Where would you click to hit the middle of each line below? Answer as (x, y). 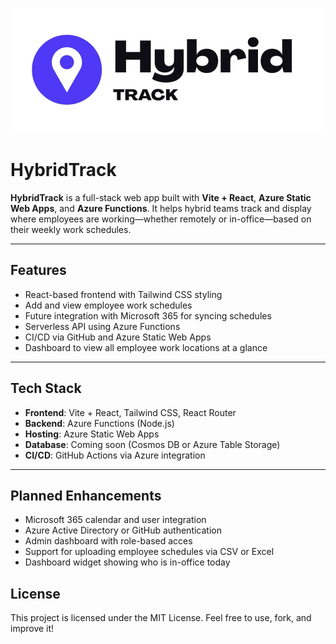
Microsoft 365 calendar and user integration (115, 520)
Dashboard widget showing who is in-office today (127, 562)
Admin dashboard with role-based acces (108, 541)
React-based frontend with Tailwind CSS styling (123, 294)
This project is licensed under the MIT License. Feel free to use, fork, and (161, 618)
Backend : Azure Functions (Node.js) (99, 423)
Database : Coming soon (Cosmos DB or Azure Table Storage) (152, 444)
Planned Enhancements (86, 495)
